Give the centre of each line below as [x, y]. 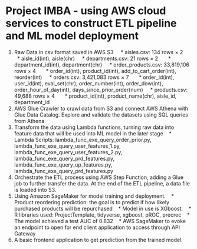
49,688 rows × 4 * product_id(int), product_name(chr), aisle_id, [95, 96]
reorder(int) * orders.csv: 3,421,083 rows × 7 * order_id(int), [94, 77]
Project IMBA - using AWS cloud [86, 11]
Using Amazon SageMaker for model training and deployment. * [94, 196]
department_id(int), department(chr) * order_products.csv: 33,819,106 [102, 64]
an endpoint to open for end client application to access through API [97, 227]
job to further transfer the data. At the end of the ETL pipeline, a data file [102, 183]
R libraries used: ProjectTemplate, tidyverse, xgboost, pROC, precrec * [102, 215]
